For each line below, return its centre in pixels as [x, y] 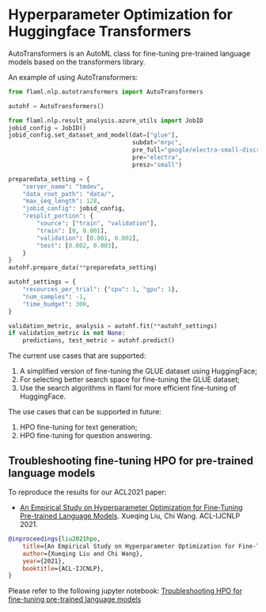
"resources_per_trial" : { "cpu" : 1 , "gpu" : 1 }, [101, 290]
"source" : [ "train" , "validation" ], [97, 224]
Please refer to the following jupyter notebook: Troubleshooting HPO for [125, 591]
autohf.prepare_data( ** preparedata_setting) [83, 268]
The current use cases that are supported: [77, 356]
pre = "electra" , [157, 158]
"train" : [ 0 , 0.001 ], [72, 231]
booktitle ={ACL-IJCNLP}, [63, 568]
